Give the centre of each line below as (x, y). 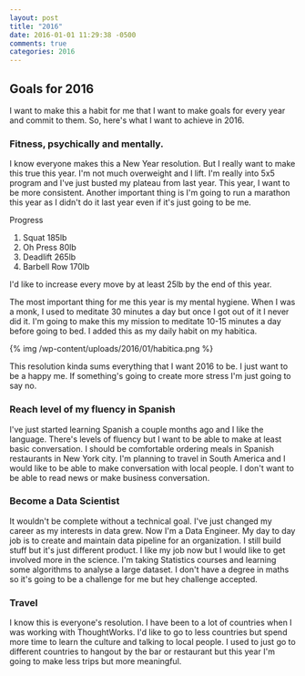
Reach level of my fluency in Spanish (92, 409)
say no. (23, 386)
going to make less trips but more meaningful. (96, 661)
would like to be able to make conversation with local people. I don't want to (152, 468)
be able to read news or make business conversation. (110, 477)
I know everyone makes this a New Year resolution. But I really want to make (152, 164)
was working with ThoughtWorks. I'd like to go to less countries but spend (148, 632)
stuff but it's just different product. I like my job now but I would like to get (147, 550)
